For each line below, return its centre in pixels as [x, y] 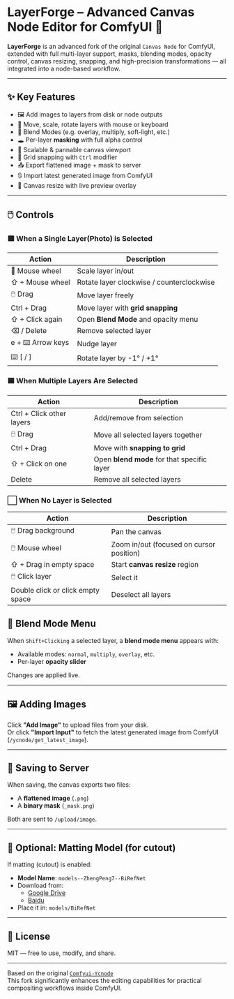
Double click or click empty [55, 591]
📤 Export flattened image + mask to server [79, 165]
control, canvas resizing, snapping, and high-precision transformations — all [117, 61]
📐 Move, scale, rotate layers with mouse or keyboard [93, 124]
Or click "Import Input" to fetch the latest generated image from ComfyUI [113, 732]
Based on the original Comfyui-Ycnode [60, 973]
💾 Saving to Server [48, 768]
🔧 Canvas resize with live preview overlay [77, 185]
